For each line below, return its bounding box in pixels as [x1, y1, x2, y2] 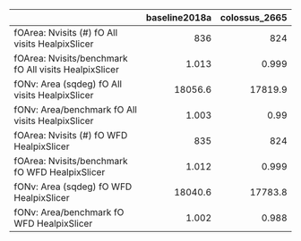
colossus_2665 [219, 12, 288, 23]
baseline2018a [145, 12, 212, 23]
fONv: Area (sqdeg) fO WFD [13, 180, 133, 193]
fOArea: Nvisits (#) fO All [13, 27, 118, 38]
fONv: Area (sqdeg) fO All [13, 78, 123, 90]
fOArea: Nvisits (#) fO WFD [13, 129, 128, 141]
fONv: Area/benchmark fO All [13, 104, 137, 115]
